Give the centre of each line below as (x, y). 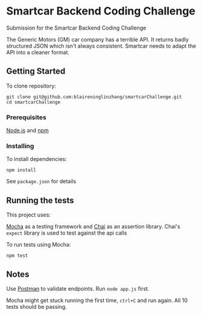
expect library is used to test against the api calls (67, 233)
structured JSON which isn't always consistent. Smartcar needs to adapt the (101, 46)
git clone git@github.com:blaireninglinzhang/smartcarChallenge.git (94, 97)
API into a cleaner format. (38, 52)
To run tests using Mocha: (39, 245)
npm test (17, 256)
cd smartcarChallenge (33, 102)
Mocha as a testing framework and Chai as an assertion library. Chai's (93, 227)
